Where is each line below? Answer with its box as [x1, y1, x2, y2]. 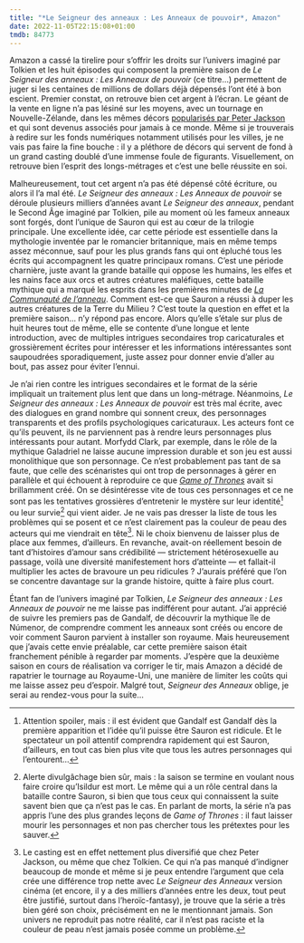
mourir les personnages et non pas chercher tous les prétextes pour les [22, 820, 290, 831]
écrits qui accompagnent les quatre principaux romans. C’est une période [9, 255, 284, 266]
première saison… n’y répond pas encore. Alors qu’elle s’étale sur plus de [9, 313, 283, 324]
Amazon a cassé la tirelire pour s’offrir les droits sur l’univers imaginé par [9, 55, 281, 66]
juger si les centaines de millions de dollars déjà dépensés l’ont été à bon [9, 83, 282, 95]
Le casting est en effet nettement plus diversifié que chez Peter [22, 847, 260, 858]
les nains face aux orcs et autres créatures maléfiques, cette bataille [9, 274, 264, 285]
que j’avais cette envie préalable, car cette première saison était [9, 641, 247, 652]
